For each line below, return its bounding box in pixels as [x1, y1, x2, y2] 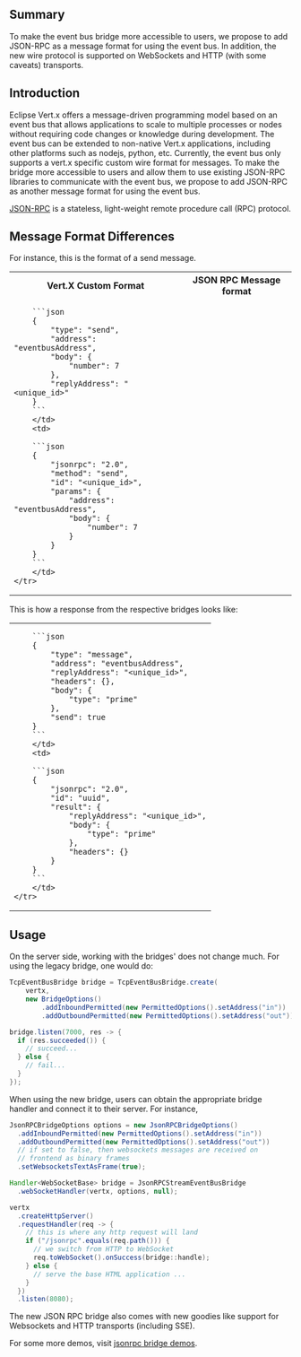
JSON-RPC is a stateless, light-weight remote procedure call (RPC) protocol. [9, 203, 291, 213]
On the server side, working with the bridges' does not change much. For [9, 951, 280, 962]
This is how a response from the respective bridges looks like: [9, 605, 238, 615]
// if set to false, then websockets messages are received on [17, 1145, 258, 1155]
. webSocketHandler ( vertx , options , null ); [17, 1187, 178, 1196]
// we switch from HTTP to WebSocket [32, 1245, 175, 1254]
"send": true [50, 712, 106, 723]
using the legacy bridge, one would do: [9, 961, 154, 971]
